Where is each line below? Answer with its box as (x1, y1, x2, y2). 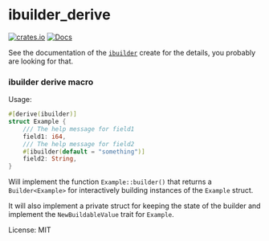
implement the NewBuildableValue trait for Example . (8, 210, 174, 219)
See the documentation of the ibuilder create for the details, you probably (8, 47, 256, 57)
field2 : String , (22, 155, 78, 163)
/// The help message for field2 (22, 140, 135, 148)
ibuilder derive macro (8, 76, 94, 88)
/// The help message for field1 (22, 125, 135, 133)
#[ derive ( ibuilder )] (8, 110, 78, 118)
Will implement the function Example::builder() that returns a (8, 177, 213, 186)
